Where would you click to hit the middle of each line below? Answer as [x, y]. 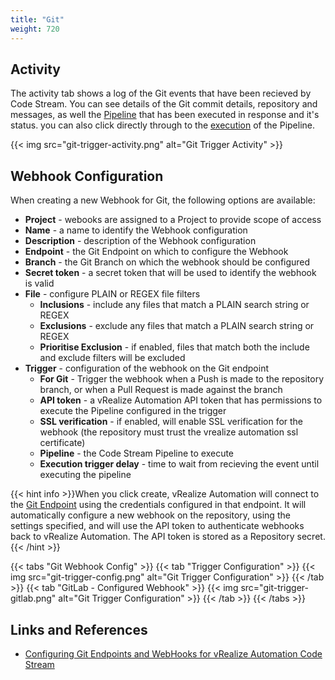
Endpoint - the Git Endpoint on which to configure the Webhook [156, 252]
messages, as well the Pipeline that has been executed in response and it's [165, 115]
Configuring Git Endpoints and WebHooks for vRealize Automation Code [173, 653]
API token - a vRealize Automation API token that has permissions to [181, 400]
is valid [39, 283]
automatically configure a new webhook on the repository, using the [150, 515]
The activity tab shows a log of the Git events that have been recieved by [161, 93]
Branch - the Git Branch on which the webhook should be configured [167, 262]
